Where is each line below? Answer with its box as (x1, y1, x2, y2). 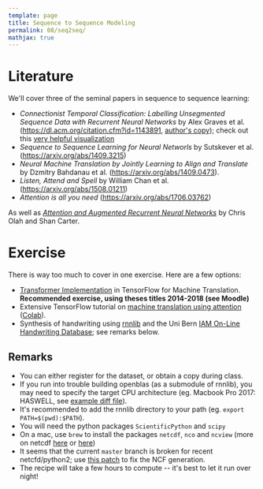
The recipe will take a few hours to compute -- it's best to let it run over (19, 463, 251, 472)
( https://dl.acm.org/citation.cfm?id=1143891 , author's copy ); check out (19, 125, 249, 135)
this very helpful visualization (19, 134, 115, 144)
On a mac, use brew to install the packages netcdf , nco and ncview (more (19, 429, 254, 439)
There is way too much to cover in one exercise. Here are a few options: (8, 270, 242, 280)
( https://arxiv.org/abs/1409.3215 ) (19, 151, 127, 160)
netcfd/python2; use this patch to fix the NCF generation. (19, 454, 206, 464)
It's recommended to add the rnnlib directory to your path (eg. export (19, 404, 245, 414)
